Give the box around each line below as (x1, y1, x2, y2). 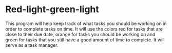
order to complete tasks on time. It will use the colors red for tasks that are (5, 25, 163, 32)
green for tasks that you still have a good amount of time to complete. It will (5, 37, 165, 43)
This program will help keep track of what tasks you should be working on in (5, 20, 167, 26)
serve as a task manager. (5, 42, 59, 48)
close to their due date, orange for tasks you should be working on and (5, 31, 156, 37)
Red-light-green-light (5, 4, 99, 15)
